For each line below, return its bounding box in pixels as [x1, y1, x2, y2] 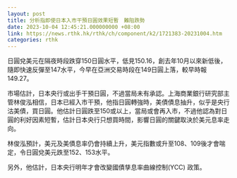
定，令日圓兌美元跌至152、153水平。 [7, 148, 114, 157]
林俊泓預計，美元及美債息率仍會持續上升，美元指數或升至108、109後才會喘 [7, 139, 226, 148]
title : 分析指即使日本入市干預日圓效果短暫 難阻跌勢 [7, 17, 145, 24]
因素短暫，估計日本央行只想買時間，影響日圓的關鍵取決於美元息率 [31, 115, 224, 124]
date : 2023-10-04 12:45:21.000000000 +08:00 [7, 23, 140, 30]
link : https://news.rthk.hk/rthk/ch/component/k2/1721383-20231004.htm [7, 30, 222, 37]
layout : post [7, 10, 46, 18]
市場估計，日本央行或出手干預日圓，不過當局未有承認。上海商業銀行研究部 [7, 89, 224, 98]
